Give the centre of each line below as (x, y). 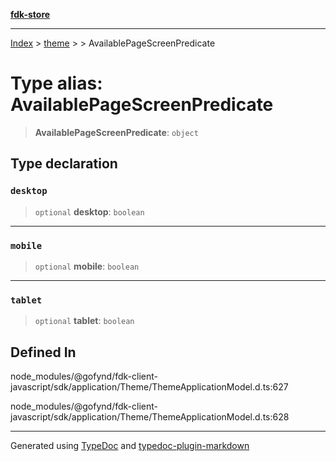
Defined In (43, 352)
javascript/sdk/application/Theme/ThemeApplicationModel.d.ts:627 (149, 387)
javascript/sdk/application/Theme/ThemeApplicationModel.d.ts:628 (150, 417)
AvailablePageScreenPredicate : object (116, 132)
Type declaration (64, 164)
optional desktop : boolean (89, 211)
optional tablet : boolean (84, 321)
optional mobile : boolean (87, 266)
